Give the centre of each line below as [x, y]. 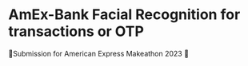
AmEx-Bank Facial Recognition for [124, 15]
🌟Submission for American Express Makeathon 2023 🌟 [99, 53]
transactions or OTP [76, 31]
